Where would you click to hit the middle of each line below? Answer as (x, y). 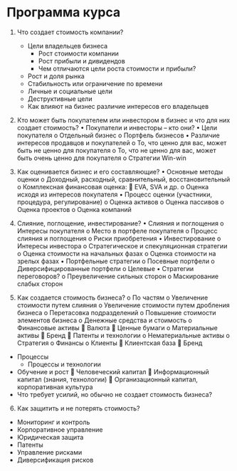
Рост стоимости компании (78, 53)
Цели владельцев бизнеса (68, 46)
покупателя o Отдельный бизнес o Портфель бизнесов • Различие (118, 135)
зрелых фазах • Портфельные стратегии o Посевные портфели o (116, 261)
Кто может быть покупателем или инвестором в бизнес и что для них (123, 120)
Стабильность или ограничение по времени (95, 83)
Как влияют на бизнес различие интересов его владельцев (118, 106)
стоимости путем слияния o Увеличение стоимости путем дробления (123, 305)
